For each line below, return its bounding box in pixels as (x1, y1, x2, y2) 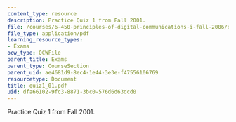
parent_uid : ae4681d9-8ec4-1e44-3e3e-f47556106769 (7, 69, 159, 76)
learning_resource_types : (7, 36, 83, 43)
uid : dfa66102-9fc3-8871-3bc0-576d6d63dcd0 (7, 88, 137, 95)
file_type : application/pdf (7, 29, 90, 37)
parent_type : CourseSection (7, 62, 90, 69)
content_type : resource (7, 10, 77, 18)
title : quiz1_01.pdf (7, 82, 68, 89)
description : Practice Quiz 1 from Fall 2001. (7, 17, 146, 24)
